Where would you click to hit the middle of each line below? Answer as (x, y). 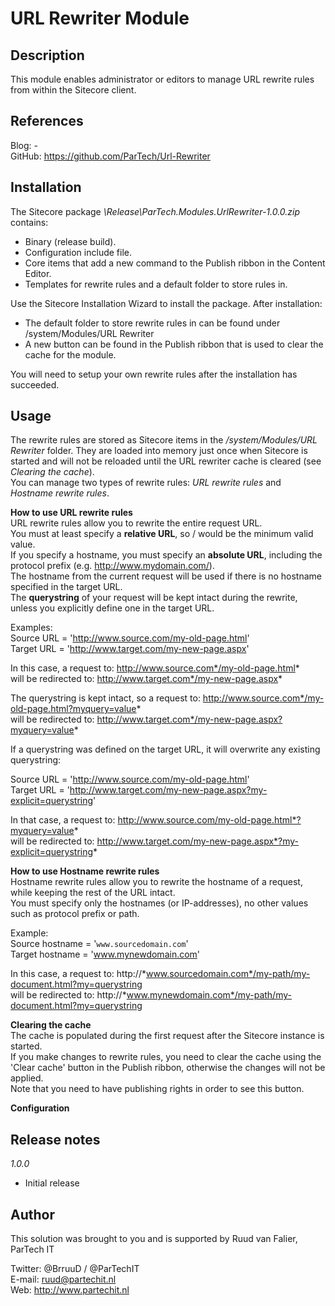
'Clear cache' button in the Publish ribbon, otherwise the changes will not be (168, 1068)
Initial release (52, 1183)
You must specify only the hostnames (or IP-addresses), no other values (159, 903)
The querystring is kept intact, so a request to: (105, 698)
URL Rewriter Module (100, 18)
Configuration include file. (78, 252)
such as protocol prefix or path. (75, 914)
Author (32, 1214)
